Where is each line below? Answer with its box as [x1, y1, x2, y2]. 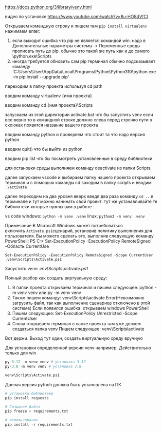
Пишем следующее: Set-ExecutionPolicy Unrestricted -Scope [12, 311, 138, 316]
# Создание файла [5, 404, 40, 409]
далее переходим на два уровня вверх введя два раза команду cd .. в [5, 194, 154, 199]
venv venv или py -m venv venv [17, 290, 81, 295]
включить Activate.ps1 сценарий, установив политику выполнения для [5, 228, 152, 234]
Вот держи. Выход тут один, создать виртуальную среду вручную [5, 335, 143, 341]
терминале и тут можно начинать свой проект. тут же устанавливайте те [5, 198, 158, 204]
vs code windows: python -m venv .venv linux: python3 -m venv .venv [5, 213, 145, 219]
